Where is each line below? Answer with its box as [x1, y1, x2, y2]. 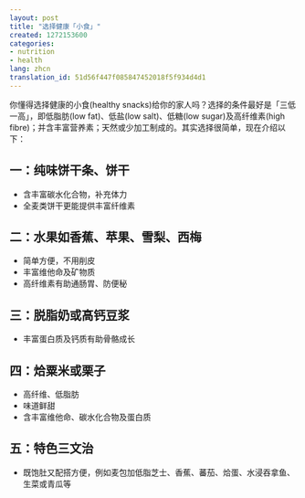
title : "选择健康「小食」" [9, 22, 101, 31]
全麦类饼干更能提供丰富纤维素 [22, 200, 135, 211]
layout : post [9, 13, 59, 23]
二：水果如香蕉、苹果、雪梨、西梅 [9, 229, 202, 245]
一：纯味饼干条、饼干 [9, 163, 130, 178]
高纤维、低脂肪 [22, 389, 79, 399]
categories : [9, 38, 55, 48]
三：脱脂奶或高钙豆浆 [9, 307, 130, 323]
